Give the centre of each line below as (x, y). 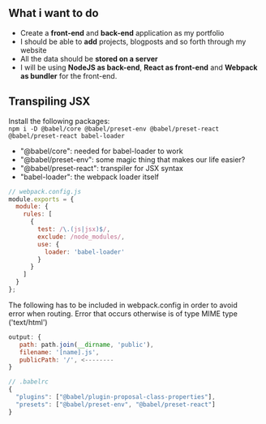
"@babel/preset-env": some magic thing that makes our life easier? (133, 159)
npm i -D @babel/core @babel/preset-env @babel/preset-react (114, 129)
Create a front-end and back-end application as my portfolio (122, 32)
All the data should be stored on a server (89, 58)
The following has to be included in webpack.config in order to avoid (123, 305)
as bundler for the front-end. (69, 75)
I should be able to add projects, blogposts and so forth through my (133, 41)
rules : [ (38, 214)
